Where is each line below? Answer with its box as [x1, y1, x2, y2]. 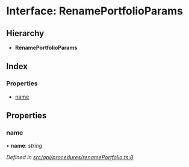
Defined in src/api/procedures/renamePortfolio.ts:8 [6, 154, 134, 161]
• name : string [6, 142, 43, 150]
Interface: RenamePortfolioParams [6, 4, 184, 18]
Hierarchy [6, 28, 45, 38]
